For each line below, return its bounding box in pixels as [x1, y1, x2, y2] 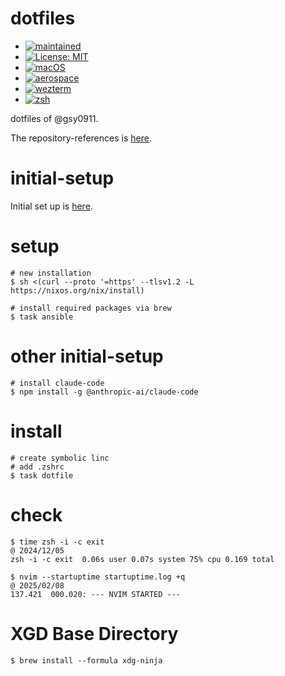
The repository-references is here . [10, 132, 152, 144]
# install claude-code [10, 378, 105, 388]
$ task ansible [10, 312, 74, 322]
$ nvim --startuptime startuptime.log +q [10, 572, 186, 582]
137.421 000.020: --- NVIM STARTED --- [10, 589, 182, 599]
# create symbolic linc [10, 453, 110, 463]
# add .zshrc [10, 462, 65, 472]
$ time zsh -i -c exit [10, 537, 105, 547]
